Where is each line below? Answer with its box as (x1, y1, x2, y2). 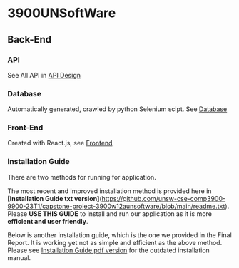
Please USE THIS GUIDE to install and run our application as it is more (7, 209, 213, 218)
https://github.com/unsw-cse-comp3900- (101, 194, 226, 202)
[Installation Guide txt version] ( (7, 194, 102, 202)
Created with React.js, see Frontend (7, 139, 113, 148)
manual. (7, 253, 31, 262)
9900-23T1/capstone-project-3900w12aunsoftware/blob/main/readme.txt (7, 202, 225, 210)
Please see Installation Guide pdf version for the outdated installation (7, 246, 210, 254)
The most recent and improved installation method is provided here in (7, 187, 212, 195)
